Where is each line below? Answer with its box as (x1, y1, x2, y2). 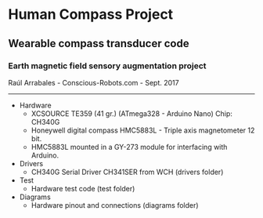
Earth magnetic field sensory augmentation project (8, 60, 207, 71)
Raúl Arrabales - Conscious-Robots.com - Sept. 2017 (8, 78, 179, 87)
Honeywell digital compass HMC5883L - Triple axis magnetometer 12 (31, 125, 255, 135)
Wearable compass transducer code (8, 37, 189, 50)
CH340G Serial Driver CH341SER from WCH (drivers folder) (31, 167, 224, 176)
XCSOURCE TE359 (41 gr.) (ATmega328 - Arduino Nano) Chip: (31, 108, 233, 118)
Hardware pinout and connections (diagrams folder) (31, 200, 199, 209)
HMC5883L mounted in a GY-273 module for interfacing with (31, 142, 228, 151)
